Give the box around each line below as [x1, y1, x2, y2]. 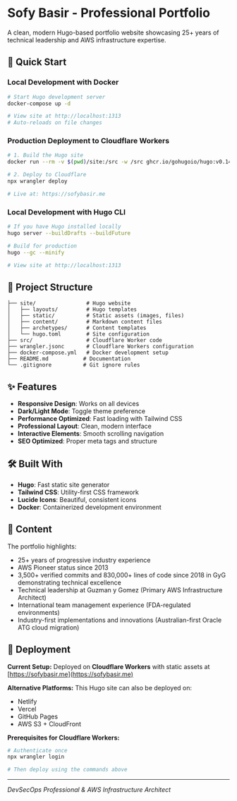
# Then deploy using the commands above [7, 766, 128, 774]
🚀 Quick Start [7, 56, 67, 68]
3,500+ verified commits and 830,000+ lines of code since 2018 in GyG [17, 570, 226, 579]
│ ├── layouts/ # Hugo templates [7, 306, 138, 313]
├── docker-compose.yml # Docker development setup [7, 349, 169, 357]
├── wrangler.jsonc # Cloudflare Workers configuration [7, 343, 194, 350]
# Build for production [7, 242, 78, 250]
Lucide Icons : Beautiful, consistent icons [17, 495, 137, 503]
